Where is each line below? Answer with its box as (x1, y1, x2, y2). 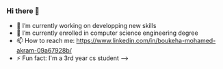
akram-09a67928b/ (16, 46, 73, 55)
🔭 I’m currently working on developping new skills (16, 22, 157, 30)
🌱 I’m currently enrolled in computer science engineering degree (16, 29, 199, 37)
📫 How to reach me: (16, 37, 75, 45)
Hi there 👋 (6, 6, 40, 16)
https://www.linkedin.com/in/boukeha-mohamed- (76, 37, 216, 45)
